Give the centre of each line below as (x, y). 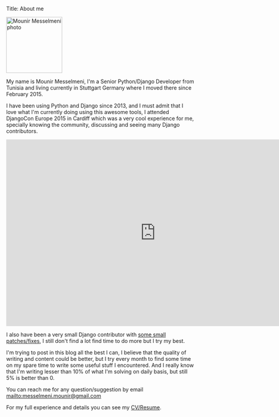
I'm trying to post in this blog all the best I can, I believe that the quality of (96, 352)
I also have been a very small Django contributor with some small (86, 335)
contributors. (22, 131)
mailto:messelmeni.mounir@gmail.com (54, 396)
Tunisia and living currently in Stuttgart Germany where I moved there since (99, 88)
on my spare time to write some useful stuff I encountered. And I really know (100, 365)
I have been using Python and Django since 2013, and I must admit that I (95, 106)
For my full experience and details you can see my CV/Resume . (84, 407)
